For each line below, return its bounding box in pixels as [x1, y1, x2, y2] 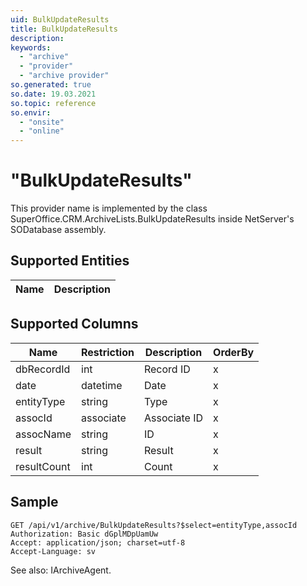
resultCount [15, 459, 71, 473]
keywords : [10, 42, 52, 53]
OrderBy [213, 345, 255, 359]
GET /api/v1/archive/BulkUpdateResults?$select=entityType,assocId [10, 520, 298, 530]
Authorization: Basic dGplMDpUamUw [10, 529, 159, 539]
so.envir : [10, 107, 52, 118]
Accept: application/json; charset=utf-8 [10, 537, 186, 548]
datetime [81, 378, 123, 392]
